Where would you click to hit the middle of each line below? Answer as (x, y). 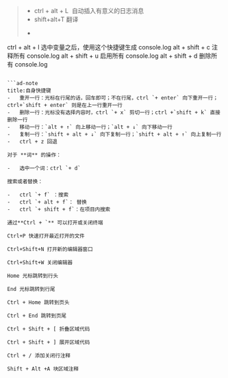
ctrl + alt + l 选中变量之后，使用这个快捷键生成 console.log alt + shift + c (109, 47)
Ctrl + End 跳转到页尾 (37, 316)
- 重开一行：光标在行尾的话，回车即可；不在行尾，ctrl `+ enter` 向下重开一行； (113, 98)
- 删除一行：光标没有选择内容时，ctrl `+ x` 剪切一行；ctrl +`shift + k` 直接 (114, 113)
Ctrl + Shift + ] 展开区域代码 (49, 342)
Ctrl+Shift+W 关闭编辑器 (40, 263)
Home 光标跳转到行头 (33, 276)
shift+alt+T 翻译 (56, 19)
